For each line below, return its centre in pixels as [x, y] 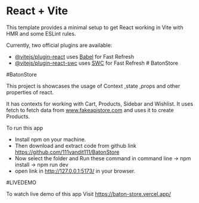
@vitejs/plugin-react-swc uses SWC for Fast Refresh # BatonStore [97, 63]
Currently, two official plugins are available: [59, 45]
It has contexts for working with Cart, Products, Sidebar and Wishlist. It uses [100, 104]
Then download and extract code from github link [76, 145]
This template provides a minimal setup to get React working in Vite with [95, 27]
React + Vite [37, 11]
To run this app [25, 128]
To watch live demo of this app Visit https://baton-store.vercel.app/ [88, 194]
